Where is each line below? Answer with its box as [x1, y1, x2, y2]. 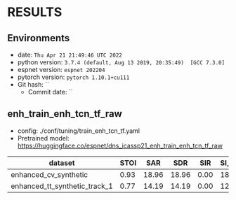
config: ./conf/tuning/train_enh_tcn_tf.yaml [17, 127, 140, 135]
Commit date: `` [27, 88, 73, 96]
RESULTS [7, 4, 63, 20]
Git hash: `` [17, 80, 49, 88]
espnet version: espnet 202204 [17, 66, 105, 73]
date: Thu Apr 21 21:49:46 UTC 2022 [17, 50, 123, 59]
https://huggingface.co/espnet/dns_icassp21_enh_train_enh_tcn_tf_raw [17, 141, 223, 150]
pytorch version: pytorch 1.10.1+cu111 [17, 73, 130, 81]
